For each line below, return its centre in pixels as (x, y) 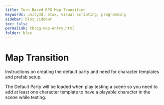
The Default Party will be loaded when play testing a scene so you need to (82, 86)
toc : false (16, 24)
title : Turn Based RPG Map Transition (45, 10)
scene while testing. (26, 97)
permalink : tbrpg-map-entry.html (40, 28)
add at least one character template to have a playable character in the (78, 92)
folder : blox (19, 33)
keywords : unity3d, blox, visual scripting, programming (66, 14)
